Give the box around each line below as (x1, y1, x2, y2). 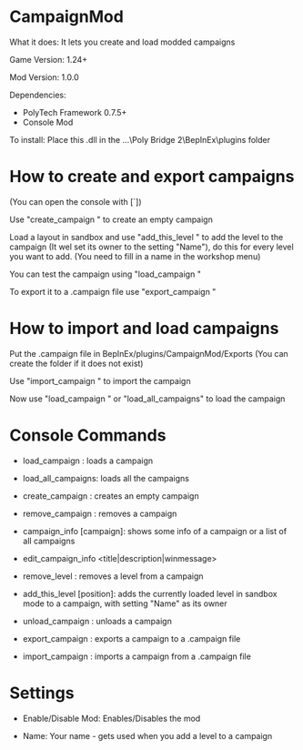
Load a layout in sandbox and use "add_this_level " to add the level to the (9, 231, 284, 242)
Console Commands (9, 425, 167, 445)
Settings (9, 683, 75, 703)
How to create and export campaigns (9, 167, 295, 187)
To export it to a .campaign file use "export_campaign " (9, 286, 217, 297)
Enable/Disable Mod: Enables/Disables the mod (22, 713, 201, 724)
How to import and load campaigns (9, 319, 279, 339)
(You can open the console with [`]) (9, 196, 143, 207)
